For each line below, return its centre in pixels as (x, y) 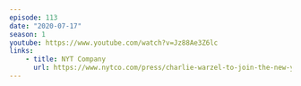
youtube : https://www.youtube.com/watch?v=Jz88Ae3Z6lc (114, 43)
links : (21, 51)
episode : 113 (34, 17)
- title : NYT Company (65, 59)
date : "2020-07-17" (46, 26)
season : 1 (28, 34)
